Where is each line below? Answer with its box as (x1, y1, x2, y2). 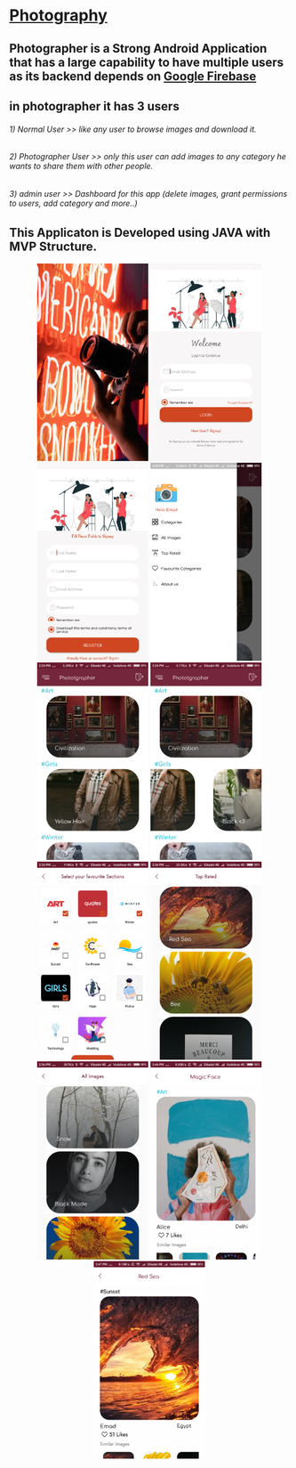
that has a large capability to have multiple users (9, 54, 284, 69)
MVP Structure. (9, 239, 98, 255)
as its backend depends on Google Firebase (9, 69, 257, 84)
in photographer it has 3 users (9, 99, 180, 114)
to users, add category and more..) (9, 198, 138, 208)
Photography (9, 5, 108, 26)
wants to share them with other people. (9, 161, 154, 172)
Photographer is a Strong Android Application (9, 41, 268, 56)
